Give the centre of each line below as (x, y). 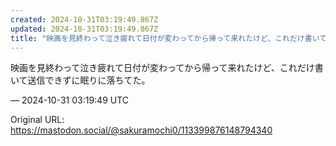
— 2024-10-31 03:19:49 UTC (70, 100)
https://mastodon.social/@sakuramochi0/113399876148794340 (141, 130)
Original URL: (37, 120)
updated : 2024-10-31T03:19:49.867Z (84, 29)
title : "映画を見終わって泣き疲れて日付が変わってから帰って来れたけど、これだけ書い (165, 38)
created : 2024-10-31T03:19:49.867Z (84, 19)
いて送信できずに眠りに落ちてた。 (80, 80)
